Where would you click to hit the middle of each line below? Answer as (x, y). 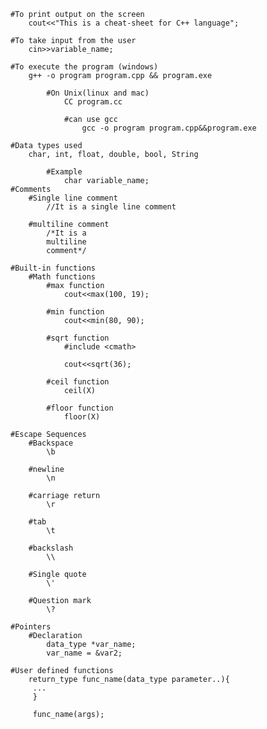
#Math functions (62, 277)
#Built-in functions (53, 268)
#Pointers (31, 627)
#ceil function (78, 382)
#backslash (51, 548)
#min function (75, 312)
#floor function (80, 408)
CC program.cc (93, 102)
